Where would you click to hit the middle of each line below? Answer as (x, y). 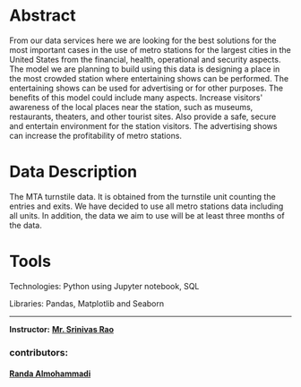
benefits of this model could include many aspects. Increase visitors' (136, 97)
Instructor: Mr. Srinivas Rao (62, 329)
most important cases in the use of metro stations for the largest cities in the (150, 49)
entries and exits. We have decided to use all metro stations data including (146, 206)
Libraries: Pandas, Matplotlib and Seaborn (87, 303)
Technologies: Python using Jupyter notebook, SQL (104, 286)
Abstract (43, 16)
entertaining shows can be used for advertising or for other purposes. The (146, 88)
